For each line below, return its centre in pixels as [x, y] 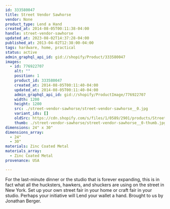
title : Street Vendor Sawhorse [38, 15]
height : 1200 [28, 104]
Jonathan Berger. [23, 201]
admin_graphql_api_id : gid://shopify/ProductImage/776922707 [80, 95]
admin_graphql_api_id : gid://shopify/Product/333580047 [65, 57]
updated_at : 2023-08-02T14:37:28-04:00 [47, 38]
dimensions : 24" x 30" [29, 128]
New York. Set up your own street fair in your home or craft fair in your [79, 190]
